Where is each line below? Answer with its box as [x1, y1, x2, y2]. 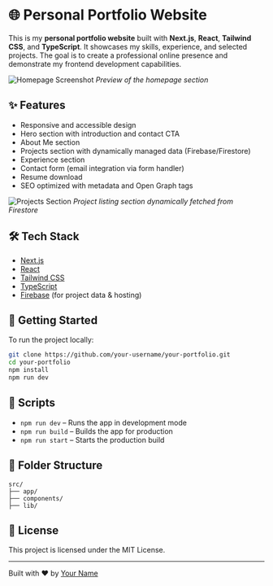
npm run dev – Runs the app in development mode [19, 418, 187, 427]
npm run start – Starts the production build [19, 435, 165, 444]
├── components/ [8, 494, 63, 502]
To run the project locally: [8, 335, 94, 345]
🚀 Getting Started [8, 313, 98, 327]
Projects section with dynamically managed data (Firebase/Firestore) [19, 146, 251, 155]
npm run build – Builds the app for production [19, 426, 173, 436]
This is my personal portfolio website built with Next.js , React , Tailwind [8, 33, 252, 42]
